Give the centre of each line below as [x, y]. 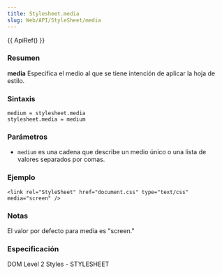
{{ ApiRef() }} [26, 40]
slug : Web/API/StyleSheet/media [54, 20]
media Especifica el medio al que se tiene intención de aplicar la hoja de [111, 73]
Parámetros [27, 137]
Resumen [24, 58]
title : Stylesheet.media [43, 14]
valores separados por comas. [61, 159]
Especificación [33, 248]
